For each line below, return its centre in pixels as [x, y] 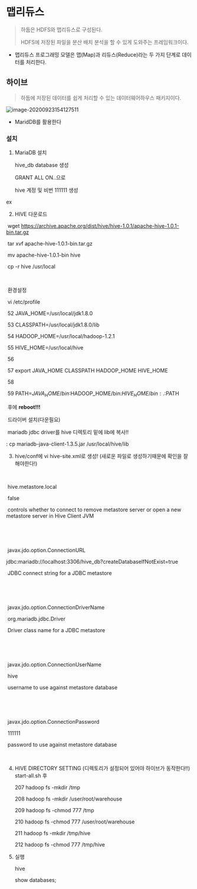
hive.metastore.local [32, 486]
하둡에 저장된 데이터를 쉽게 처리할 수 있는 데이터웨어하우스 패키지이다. [101, 97]
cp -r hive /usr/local [32, 267]
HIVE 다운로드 [31, 214]
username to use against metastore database [63, 687]
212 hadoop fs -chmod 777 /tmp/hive [60, 844]
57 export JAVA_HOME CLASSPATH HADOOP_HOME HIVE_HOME [88, 371]
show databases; [35, 880]
